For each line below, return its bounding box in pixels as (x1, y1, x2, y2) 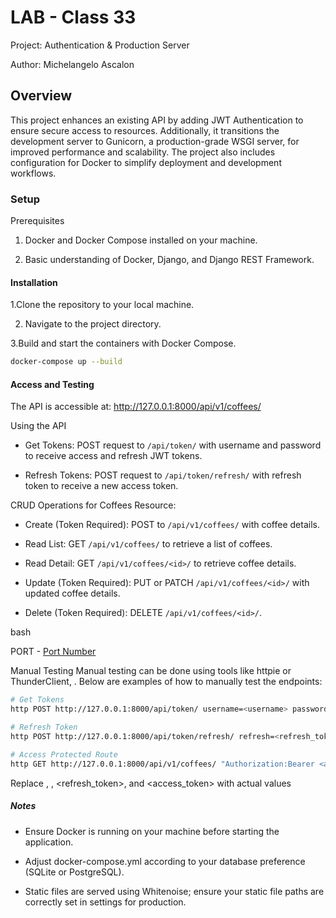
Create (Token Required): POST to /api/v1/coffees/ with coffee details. (24, 519, 320, 531)
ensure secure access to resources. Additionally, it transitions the (10, 124, 280, 136)
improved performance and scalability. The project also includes (10, 146, 276, 158)
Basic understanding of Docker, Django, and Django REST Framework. (24, 254, 315, 266)
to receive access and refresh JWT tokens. (24, 450, 203, 462)
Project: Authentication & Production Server (10, 39, 190, 51)
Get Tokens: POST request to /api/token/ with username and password (24, 439, 322, 451)
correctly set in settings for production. (24, 896, 187, 908)
